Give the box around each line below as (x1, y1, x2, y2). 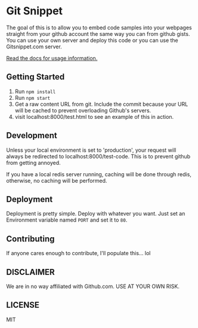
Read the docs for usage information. (6, 54, 98, 62)
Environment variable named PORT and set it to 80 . (6, 216, 128, 223)
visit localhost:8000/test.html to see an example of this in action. (14, 113, 174, 120)
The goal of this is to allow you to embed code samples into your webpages (6, 24, 192, 31)
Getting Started (6, 72, 65, 82)
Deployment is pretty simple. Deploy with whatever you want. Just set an (6, 210, 185, 217)
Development (6, 130, 58, 141)
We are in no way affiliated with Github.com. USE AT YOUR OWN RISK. (6, 283, 180, 290)
